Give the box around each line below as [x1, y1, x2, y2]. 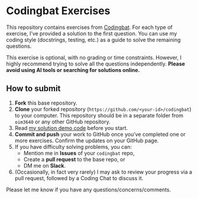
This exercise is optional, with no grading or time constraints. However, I [6, 54, 182, 61]
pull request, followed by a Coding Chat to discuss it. [14, 174, 144, 181]
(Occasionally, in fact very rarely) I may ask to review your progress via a [14, 168, 193, 175]
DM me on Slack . [23, 162, 66, 169]
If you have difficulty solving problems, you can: [14, 143, 132, 150]
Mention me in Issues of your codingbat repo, [23, 149, 135, 156]
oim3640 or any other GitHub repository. [14, 118, 111, 125]
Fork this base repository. [14, 99, 78, 106]
